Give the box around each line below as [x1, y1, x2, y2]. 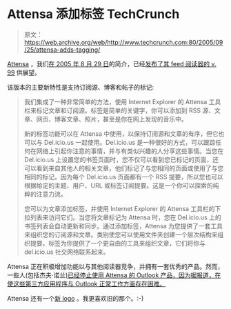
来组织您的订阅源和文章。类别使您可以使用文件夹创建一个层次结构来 [23, 230, 218, 239]
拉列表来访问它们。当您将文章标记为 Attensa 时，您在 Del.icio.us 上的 [23, 213, 222, 221]
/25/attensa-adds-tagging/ [23, 46, 101, 54]
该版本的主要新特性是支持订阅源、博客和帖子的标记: [7, 83, 154, 91]
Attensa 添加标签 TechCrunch [7, 6, 180, 22]
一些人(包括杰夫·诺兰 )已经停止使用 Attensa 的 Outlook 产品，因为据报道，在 [7, 270, 221, 279]
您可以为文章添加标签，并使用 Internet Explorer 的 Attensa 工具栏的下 [23, 204, 221, 212]
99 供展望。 [7, 68, 41, 77]
